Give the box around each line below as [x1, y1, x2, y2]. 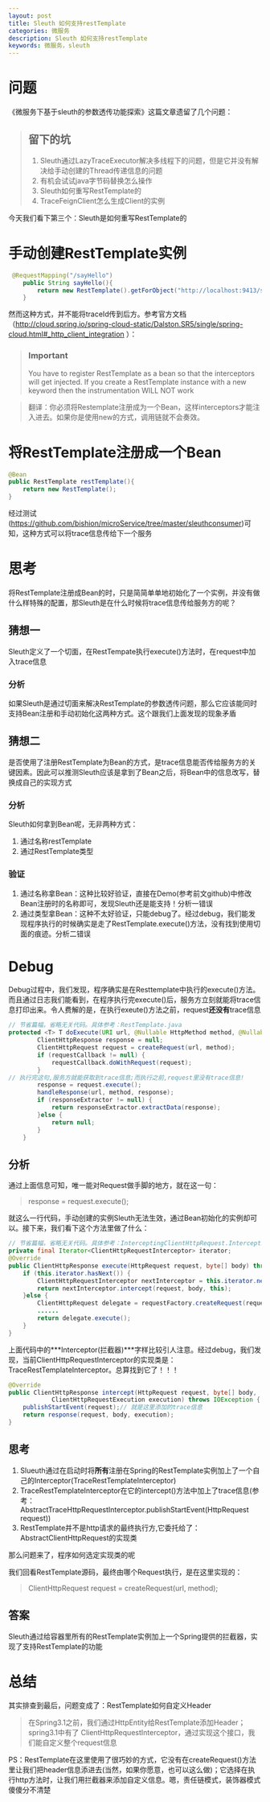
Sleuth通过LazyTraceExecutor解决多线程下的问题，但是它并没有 [39, 155, 252, 165]
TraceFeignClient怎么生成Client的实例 [39, 196, 166, 205]
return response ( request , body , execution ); [22, 1411, 174, 1419]
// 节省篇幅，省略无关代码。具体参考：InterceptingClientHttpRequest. [8, 1239, 229, 1247]
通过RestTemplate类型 [19, 847, 94, 856]
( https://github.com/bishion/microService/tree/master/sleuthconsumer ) [8, 518, 245, 528]
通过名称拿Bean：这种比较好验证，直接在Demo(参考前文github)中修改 [19, 889, 252, 898]
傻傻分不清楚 [8, 1785, 51, 1795]
